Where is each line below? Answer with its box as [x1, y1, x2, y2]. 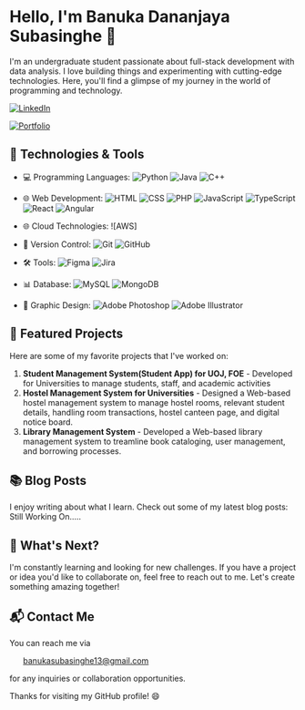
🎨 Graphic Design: [22, 299, 91, 311]
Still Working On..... [9, 511, 82, 522]
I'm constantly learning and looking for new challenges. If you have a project [9, 562, 297, 573]
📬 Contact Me [9, 609, 95, 624]
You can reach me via [9, 638, 91, 648]
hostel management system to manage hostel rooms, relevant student [22, 396, 285, 407]
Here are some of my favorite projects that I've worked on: [9, 350, 229, 361]
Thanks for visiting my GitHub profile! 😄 [9, 691, 160, 701]
